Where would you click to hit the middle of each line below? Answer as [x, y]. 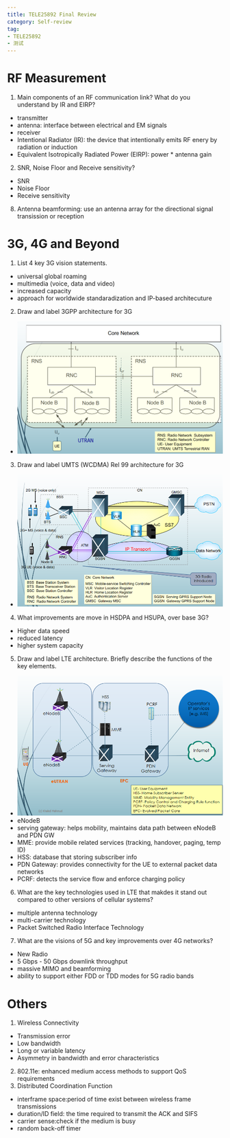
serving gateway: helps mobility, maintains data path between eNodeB [116, 828]
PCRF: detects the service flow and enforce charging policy [101, 879]
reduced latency [40, 638]
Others [27, 1004]
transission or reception [50, 216]
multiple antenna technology [57, 913]
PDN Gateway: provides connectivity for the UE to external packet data [117, 865]
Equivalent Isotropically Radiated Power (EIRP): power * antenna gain [114, 155]
